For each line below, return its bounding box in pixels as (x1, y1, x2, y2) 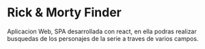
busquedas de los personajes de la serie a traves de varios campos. (7, 34, 199, 42)
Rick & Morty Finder (7, 5, 122, 20)
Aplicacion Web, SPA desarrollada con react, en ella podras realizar (7, 27, 197, 35)
